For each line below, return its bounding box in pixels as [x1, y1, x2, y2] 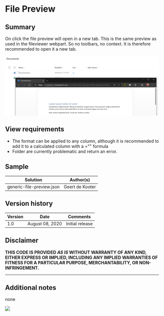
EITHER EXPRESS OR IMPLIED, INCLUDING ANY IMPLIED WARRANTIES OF [5, 255, 158, 260]
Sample [5, 162, 29, 171]
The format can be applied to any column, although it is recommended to [12, 138, 159, 144]
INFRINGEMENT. [5, 265, 40, 271]
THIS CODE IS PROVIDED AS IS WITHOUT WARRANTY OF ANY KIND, [5, 249, 147, 255]
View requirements [5, 125, 64, 134]
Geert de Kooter [63, 184, 96, 190]
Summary [5, 23, 36, 31]
